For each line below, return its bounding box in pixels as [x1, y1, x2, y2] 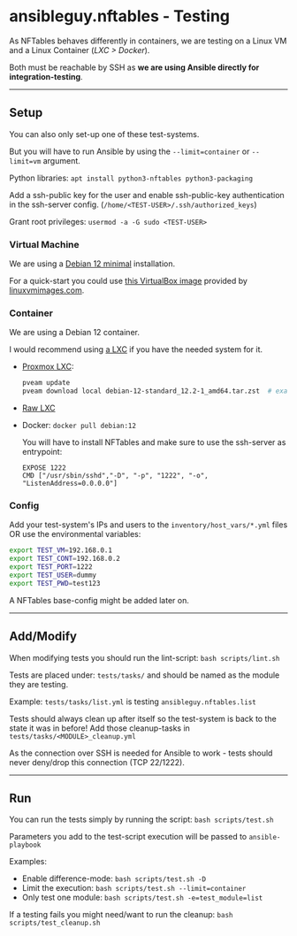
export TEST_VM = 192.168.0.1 [9, 546, 113, 555]
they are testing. [9, 679, 69, 689]
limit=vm [9, 157, 42, 165]
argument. [42, 155, 81, 165]
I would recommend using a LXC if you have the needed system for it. [9, 344, 263, 355]
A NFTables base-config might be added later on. [9, 595, 190, 605]
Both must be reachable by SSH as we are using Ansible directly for [9, 62, 260, 73]
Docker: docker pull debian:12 [21, 420, 137, 431]
